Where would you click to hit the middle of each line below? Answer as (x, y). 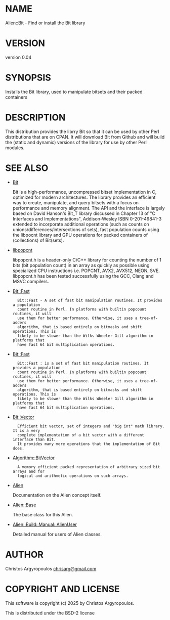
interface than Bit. (34, 439)
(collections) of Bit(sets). (38, 240)
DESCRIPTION (35, 117)
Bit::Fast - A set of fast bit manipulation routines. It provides (90, 300)
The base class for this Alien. (43, 514)
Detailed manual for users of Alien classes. (57, 534)
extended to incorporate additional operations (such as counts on (81, 224)
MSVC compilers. (31, 281)
